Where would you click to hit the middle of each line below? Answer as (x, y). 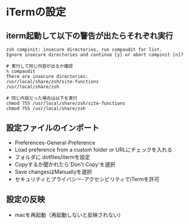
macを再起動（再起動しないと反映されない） (69, 215)
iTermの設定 (36, 12)
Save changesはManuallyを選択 (53, 172)
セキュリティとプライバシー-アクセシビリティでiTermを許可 (87, 179)
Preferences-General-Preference (55, 143)
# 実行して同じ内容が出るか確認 (40, 66)
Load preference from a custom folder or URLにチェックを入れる (93, 149)
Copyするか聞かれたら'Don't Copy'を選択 (65, 164)
